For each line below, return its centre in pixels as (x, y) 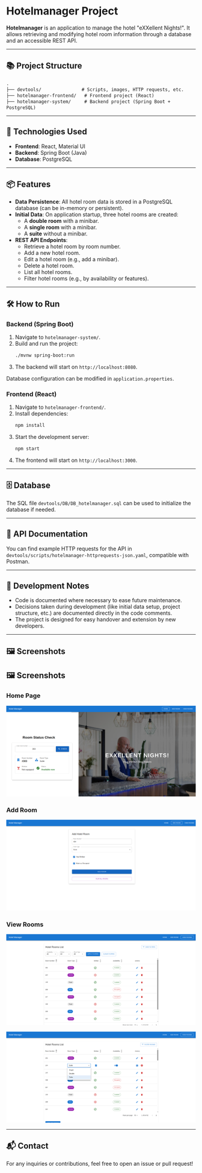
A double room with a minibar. (61, 221)
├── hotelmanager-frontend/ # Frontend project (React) (80, 95)
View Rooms (25, 924)
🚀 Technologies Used (47, 132)
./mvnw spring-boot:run (45, 356)
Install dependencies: (41, 414)
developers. (30, 626)
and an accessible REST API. (42, 40)
